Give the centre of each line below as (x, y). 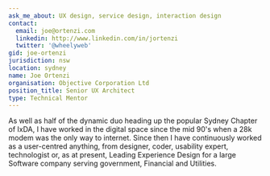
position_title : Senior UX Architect (72, 90)
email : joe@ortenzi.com (55, 31)
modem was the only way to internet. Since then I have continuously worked (135, 138)
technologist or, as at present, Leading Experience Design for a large (122, 155)
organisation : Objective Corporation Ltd (79, 83)
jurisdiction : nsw (39, 61)
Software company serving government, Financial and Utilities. (112, 164)
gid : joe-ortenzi (37, 53)
